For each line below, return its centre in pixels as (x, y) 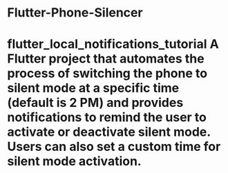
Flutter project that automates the (106, 59)
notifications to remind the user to (107, 118)
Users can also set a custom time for (114, 147)
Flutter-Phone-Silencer (75, 13)
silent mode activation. (74, 162)
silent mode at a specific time (93, 88)
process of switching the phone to (107, 73)
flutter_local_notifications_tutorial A (113, 44)
